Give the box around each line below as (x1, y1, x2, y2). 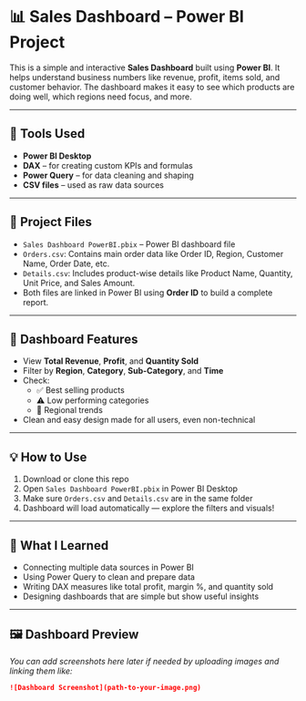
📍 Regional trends (36, 405, 103, 416)
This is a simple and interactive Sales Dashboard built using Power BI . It (9, 62, 280, 73)
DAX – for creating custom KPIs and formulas (22, 160, 193, 170)
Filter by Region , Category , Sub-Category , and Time (22, 366, 224, 376)
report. (22, 296, 49, 307)
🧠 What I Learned (9, 538, 109, 553)
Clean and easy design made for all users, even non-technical (22, 415, 256, 426)
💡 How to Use (9, 449, 87, 465)
